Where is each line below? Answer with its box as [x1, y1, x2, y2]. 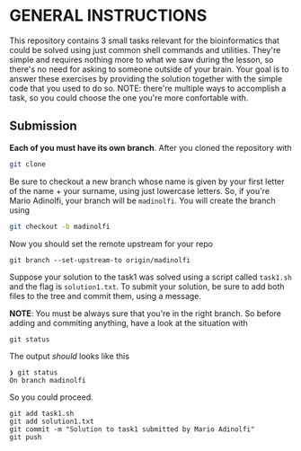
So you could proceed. [9, 392, 94, 402]
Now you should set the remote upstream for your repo [9, 238, 214, 249]
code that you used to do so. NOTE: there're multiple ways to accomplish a [9, 83, 287, 93]
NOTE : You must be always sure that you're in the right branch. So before [9, 307, 281, 319]
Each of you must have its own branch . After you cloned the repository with [9, 142, 292, 153]
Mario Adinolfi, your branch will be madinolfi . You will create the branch [9, 195, 276, 206]
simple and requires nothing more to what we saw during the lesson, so [9, 54, 274, 65]
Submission [9, 119, 78, 134]
